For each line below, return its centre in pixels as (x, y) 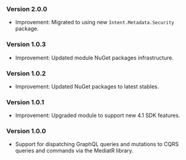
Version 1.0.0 (26, 131)
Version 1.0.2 (26, 73)
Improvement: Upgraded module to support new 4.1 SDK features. (98, 115)
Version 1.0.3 (26, 44)
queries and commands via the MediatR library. (74, 151)
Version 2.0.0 (27, 9)
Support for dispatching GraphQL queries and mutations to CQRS (97, 144)
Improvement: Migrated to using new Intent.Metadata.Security (95, 22)
